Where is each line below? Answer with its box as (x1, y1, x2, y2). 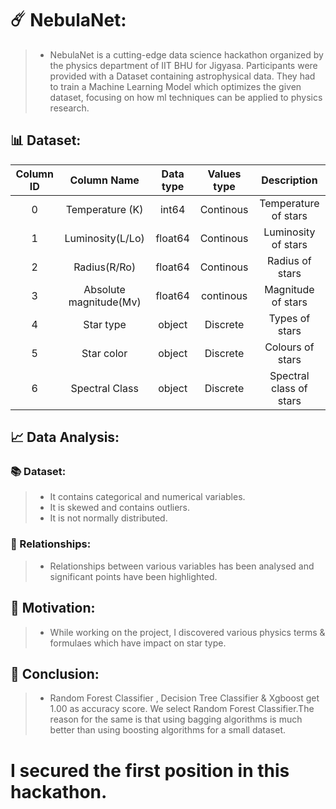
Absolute (83, 282, 126, 296)
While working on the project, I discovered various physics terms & (49, 626, 326, 638)
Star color (81, 346, 128, 360)
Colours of (264, 340, 315, 354)
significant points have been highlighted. (49, 570, 218, 582)
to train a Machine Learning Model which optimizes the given (49, 80, 302, 92)
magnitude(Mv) (68, 295, 142, 309)
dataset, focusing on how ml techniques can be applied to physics (49, 91, 323, 103)
